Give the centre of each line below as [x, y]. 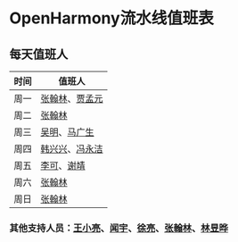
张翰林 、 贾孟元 [72, 99]
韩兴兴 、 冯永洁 [72, 149]
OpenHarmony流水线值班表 [111, 18]
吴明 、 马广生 [68, 132]
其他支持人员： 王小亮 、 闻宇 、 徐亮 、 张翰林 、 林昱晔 [119, 228]
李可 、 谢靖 [63, 166]
